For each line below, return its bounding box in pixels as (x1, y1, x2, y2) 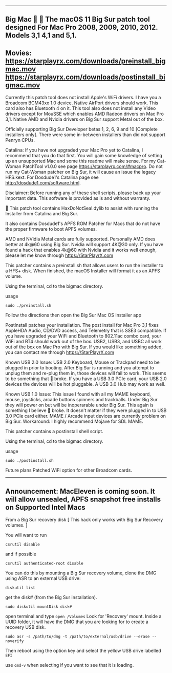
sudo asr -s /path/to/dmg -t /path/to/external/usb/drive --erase (5, 634, 150, 640)
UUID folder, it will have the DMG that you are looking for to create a (5, 619, 148, 625)
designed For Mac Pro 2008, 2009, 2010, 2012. (5, 23, 158, 32)
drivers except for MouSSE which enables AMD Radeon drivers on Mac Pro (5, 111, 164, 117)
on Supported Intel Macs (5, 503, 85, 512)
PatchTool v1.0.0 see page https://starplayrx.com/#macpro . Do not (22, 163, 163, 170)
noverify (5, 639, 24, 644)
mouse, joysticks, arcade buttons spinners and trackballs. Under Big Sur (5, 397, 158, 403)
